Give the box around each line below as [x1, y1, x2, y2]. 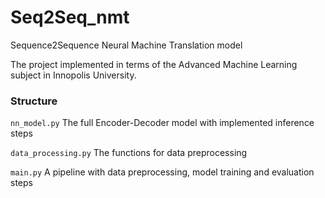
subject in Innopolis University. [10, 69, 137, 81]
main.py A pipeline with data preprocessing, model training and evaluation [10, 166, 315, 178]
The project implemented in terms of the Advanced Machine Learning [10, 58, 298, 70]
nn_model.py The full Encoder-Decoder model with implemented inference [10, 117, 315, 129]
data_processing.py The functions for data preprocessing [10, 147, 248, 159]
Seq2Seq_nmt [10, 6, 130, 29]
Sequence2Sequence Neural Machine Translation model [10, 39, 243, 51]
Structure [10, 94, 58, 108]
